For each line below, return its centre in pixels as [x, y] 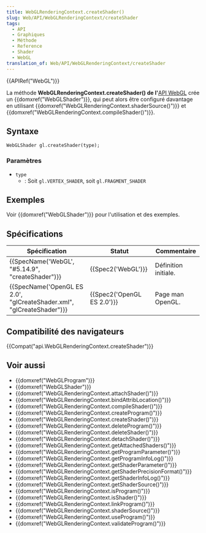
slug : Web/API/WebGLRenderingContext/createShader [72, 18]
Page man [169, 295]
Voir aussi [26, 365]
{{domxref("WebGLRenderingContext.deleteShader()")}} [86, 432]
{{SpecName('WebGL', [42, 262]
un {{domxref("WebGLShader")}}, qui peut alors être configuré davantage [100, 99]
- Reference [27, 47]
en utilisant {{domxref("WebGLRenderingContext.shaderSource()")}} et [96, 105]
